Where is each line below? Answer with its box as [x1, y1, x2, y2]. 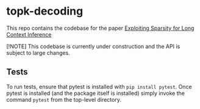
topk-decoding [6, 4, 84, 18]
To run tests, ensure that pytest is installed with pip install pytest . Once [6, 83, 192, 90]
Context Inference [6, 30, 52, 38]
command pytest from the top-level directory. [6, 96, 122, 103]
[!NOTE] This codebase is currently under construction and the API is [6, 43, 180, 50]
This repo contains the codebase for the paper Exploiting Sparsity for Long [6, 24, 195, 32]
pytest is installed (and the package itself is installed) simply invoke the [6, 90, 185, 97]
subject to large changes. [6, 49, 70, 56]
